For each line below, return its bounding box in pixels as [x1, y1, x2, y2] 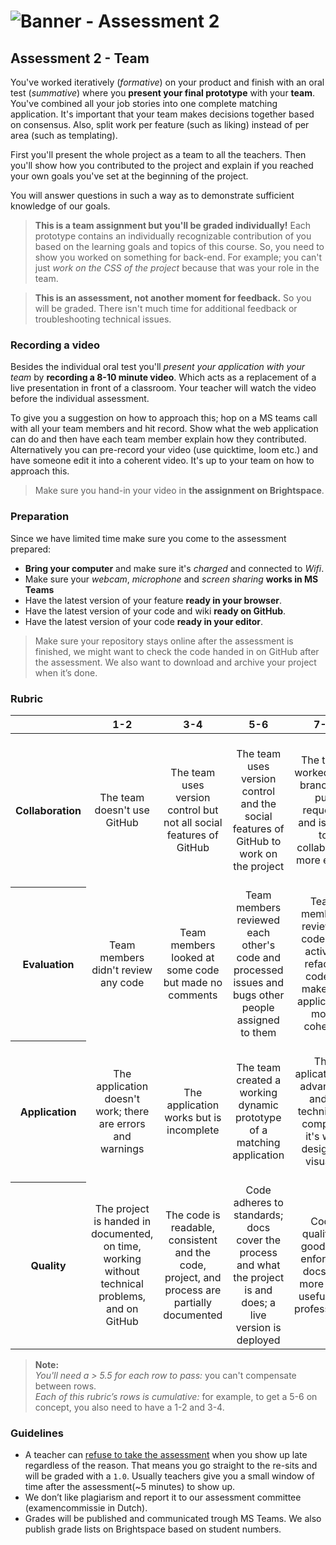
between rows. [34, 1380, 97, 1392]
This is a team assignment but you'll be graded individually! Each [34, 220, 312, 231]
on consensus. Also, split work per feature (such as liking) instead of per [10, 119, 310, 130]
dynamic [238, 1098, 279, 1112]
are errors [98, 1116, 146, 1130]
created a [236, 1073, 282, 1087]
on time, [103, 1239, 142, 1253]
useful [298, 1289, 328, 1303]
